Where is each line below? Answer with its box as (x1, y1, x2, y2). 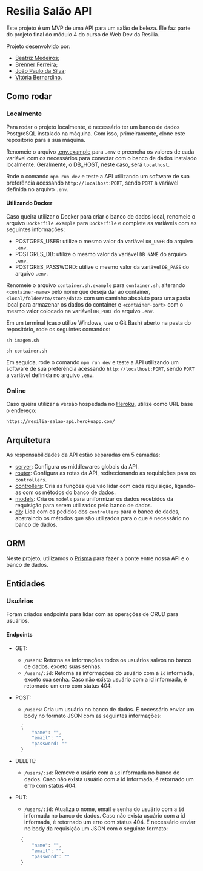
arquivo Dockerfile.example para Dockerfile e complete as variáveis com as (6, 219, 197, 226)
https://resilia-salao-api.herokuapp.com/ (6, 419, 115, 425)
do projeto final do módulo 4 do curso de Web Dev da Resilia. (6, 30, 159, 38)
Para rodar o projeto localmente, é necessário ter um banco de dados (6, 123, 180, 130)
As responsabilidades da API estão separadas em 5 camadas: (6, 451, 161, 458)
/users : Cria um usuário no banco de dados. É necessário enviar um (24, 705, 195, 713)
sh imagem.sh (6, 337, 39, 344)
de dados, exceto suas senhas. (24, 663, 102, 670)
